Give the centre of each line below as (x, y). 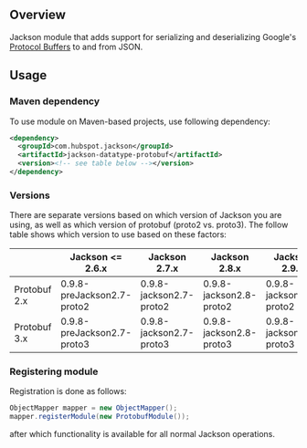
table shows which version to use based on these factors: (118, 234)
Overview (38, 15)
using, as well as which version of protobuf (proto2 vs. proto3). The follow (149, 225)
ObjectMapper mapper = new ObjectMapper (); (94, 408)
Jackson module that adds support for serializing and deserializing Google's (153, 36)
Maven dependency (55, 101)
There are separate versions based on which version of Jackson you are (146, 215)
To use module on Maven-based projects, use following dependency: (140, 121)
